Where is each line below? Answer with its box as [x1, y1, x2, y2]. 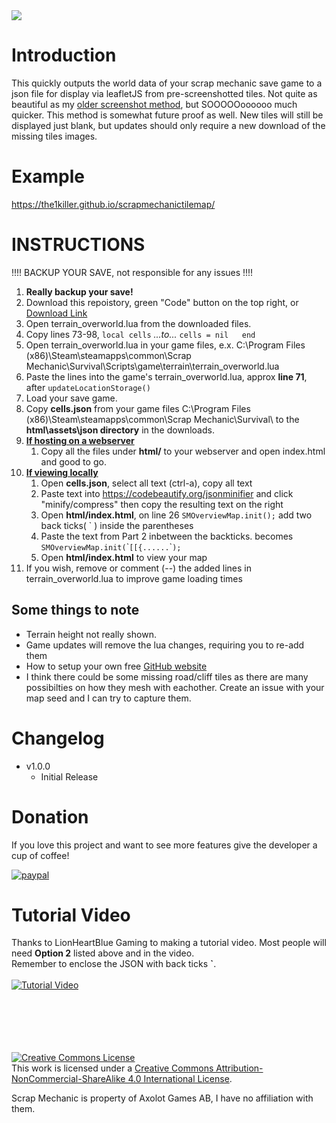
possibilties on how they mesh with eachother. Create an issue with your [25, 681, 325, 693]
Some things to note [11, 602, 140, 619]
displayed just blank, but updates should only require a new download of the [11, 119, 326, 131]
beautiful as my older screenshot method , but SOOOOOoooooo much [11, 98, 298, 110]
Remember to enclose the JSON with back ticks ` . [11, 958, 217, 970]
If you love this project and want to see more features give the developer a [11, 839, 318, 851]
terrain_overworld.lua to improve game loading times [25, 572, 243, 584]
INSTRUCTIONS [11, 234, 146, 256]
